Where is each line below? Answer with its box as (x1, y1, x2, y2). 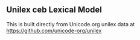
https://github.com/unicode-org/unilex (6, 27, 102, 34)
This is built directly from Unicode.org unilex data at (6, 20, 135, 27)
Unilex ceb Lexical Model (6, 5, 103, 15)
